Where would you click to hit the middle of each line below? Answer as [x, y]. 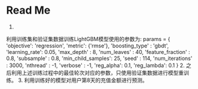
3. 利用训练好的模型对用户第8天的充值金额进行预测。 [83, 80]
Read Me [28, 10]
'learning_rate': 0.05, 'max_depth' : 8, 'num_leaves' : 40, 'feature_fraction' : [98, 52]
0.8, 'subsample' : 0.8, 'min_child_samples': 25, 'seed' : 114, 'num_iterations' [99, 58]
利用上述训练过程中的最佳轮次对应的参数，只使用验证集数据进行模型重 [97, 72]
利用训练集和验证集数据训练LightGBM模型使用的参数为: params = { [88, 39]
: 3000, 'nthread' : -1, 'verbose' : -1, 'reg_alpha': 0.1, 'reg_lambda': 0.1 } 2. [95, 65]
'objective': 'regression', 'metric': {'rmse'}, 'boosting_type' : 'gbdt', [87, 46]
